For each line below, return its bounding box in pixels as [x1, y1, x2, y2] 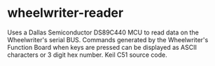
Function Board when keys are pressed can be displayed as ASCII [7, 43, 197, 51]
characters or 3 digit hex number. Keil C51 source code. [7, 51, 167, 59]
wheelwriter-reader [7, 5, 124, 21]
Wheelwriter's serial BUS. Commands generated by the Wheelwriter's [7, 35, 209, 44]
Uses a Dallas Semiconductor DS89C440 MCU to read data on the [7, 28, 200, 37]
